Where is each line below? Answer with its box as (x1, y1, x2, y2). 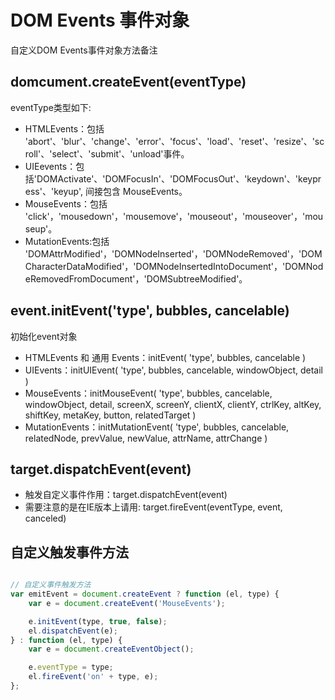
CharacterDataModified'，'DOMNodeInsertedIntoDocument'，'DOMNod (24, 260, 324, 272)
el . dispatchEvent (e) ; (28, 626, 118, 636)
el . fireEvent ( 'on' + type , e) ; (28, 672, 159, 682)
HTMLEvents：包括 (24, 122, 105, 135)
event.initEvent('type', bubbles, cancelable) (10, 302, 290, 320)
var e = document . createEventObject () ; (28, 644, 195, 655)
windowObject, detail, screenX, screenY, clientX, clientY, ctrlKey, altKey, (24, 398, 322, 410)
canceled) (24, 512, 67, 525)
